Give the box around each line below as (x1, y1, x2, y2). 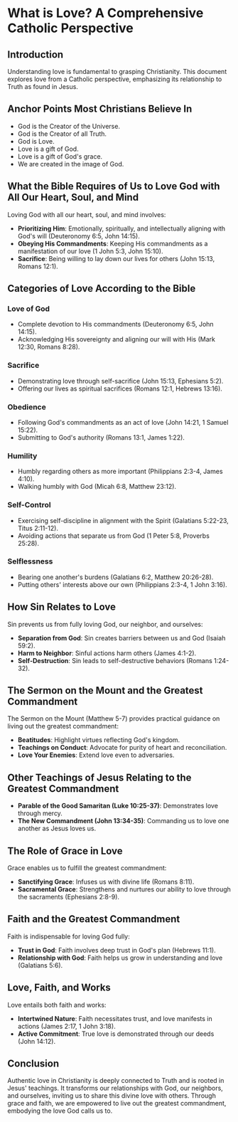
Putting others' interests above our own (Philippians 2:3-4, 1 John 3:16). (17, 580, 227, 588)
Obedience (7, 402, 46, 412)
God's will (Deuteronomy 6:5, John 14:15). (17, 231, 140, 240)
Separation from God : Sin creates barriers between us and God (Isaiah (17, 633, 226, 642)
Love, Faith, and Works (7, 982, 112, 994)
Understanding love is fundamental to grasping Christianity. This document (7, 68, 227, 75)
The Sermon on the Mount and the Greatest (7, 684, 204, 697)
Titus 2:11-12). (17, 524, 59, 532)
